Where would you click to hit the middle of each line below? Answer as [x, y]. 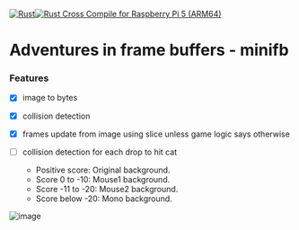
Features [29, 78]
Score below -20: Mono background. [104, 199]
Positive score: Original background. [103, 170]
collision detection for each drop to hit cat [100, 152]
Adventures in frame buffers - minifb [149, 50]
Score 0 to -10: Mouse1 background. [103, 179]
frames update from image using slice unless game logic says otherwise [156, 134]
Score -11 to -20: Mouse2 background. [107, 189]
